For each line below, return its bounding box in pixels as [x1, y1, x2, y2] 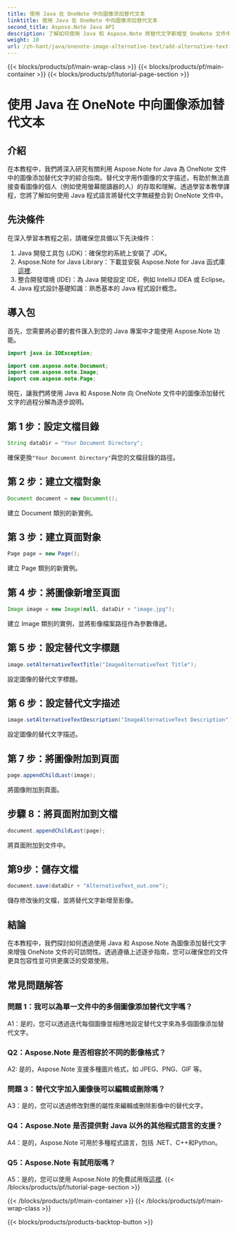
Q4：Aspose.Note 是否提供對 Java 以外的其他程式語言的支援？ [7, 1121, 224, 1131]
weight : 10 [7, 37, 39, 44]
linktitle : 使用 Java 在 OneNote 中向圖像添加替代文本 [7, 17, 158, 24]
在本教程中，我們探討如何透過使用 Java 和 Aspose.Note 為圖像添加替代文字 [7, 939, 227, 947]
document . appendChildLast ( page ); [7, 827, 106, 834]
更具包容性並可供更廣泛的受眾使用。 [7, 957, 113, 965]
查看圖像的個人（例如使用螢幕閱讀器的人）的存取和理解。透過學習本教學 [13, 183, 224, 190]
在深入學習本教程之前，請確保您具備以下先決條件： [7, 233, 156, 242]
